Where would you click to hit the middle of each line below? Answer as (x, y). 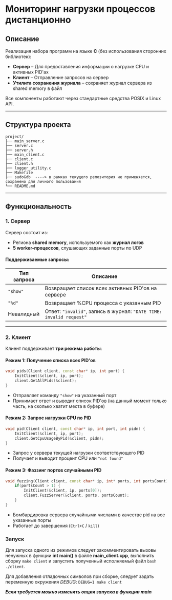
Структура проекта (38, 125)
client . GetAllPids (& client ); (46, 381)
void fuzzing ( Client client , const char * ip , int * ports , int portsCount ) (87, 481)
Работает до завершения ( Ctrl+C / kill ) (56, 526)
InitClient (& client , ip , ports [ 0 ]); (63, 491)
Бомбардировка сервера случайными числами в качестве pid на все (89, 515)
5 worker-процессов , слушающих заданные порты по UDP (77, 248)
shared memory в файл (37, 88)
